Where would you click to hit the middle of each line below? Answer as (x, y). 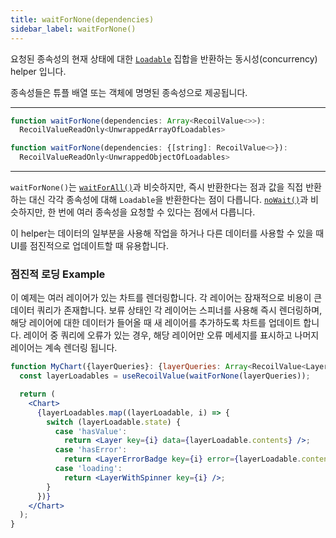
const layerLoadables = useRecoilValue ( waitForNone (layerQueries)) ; (165, 376)
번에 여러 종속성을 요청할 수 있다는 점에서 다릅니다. (157, 212)
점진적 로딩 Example (58, 274)
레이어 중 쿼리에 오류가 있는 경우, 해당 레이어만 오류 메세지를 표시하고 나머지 (171, 335)
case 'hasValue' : (91, 431)
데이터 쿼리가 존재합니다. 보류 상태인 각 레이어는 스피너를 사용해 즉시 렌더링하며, (166, 310)
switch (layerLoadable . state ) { (114, 422)
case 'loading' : (88, 469)
